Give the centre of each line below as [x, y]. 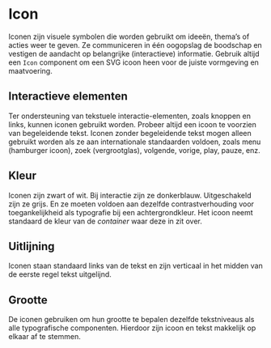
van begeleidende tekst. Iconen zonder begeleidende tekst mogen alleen [130, 133]
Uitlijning [32, 246]
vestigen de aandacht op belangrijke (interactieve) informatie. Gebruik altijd [134, 53]
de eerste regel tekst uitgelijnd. [60, 274]
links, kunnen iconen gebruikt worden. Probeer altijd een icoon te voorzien [132, 124]
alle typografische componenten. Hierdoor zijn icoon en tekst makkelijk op [132, 328]
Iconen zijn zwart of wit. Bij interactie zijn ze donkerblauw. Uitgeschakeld [130, 195]
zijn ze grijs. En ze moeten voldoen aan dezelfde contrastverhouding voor [131, 204]
